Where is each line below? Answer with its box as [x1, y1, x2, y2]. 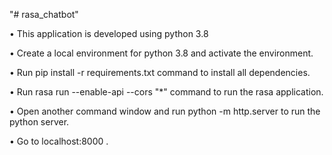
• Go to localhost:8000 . [9, 135, 109, 147]
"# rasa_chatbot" [9, 9, 79, 20]
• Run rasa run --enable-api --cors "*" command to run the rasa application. [9, 86, 324, 98]
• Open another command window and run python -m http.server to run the [9, 105, 321, 117]
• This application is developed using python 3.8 [9, 28, 209, 39]
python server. [9, 116, 70, 128]
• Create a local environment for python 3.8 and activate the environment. [9, 47, 314, 59]
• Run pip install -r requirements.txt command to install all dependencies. [9, 67, 311, 78]
